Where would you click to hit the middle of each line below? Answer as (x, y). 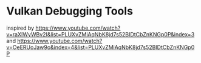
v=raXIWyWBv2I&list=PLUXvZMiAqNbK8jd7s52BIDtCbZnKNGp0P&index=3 (101, 34)
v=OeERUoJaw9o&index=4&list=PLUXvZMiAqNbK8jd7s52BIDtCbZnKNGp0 (101, 47)
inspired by (20, 28)
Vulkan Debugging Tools (70, 11)
